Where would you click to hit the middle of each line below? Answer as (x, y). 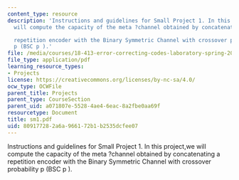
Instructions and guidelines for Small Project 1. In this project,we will (107, 146)
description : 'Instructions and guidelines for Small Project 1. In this (119, 21)
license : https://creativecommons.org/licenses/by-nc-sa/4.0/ (101, 80)
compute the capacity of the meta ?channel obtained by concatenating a (114, 154)
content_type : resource (43, 14)
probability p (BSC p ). (40, 169)
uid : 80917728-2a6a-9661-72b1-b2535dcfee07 (73, 126)
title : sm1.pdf (30, 120)
